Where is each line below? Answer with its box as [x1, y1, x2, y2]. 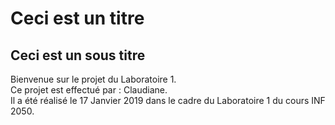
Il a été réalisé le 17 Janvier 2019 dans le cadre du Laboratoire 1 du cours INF [10, 95, 326, 106]
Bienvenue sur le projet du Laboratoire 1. [10, 73, 177, 85]
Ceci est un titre [10, 7, 145, 30]
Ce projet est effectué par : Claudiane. [10, 84, 168, 96]
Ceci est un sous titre [10, 47, 146, 64]
